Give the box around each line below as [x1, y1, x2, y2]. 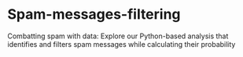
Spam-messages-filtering [7, 5, 182, 23]
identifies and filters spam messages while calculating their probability [7, 39, 236, 48]
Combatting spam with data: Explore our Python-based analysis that [7, 31, 229, 41]
